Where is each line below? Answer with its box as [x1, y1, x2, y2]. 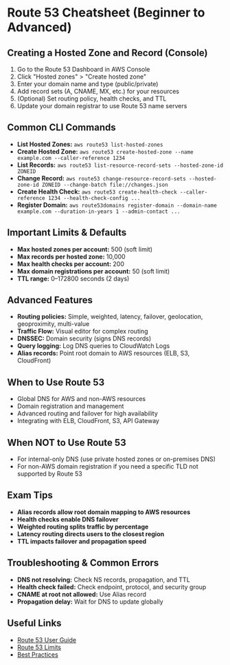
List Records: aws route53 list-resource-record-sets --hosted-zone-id [16, 161, 224, 169]
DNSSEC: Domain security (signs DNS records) [16, 334, 152, 342]
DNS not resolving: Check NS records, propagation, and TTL [16, 575, 190, 584]
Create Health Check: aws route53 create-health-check [16, 187, 177, 196]
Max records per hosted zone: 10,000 [16, 252, 126, 260]
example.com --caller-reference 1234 [16, 154, 126, 161]
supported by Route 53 [16, 470, 82, 478]
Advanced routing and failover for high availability [16, 409, 158, 418]
